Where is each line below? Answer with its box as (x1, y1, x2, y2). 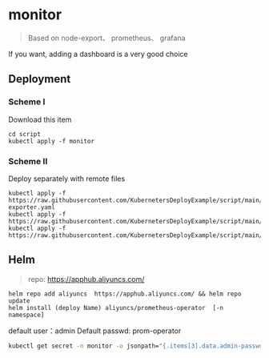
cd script (8, 130, 42, 138)
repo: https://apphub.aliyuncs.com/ (27, 274, 145, 284)
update (8, 296, 30, 305)
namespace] (8, 311, 45, 319)
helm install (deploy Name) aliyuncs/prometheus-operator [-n (8, 304, 224, 312)
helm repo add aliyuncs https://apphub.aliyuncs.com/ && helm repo (8, 290, 242, 298)
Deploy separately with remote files (8, 174, 126, 183)
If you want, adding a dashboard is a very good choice (8, 49, 188, 58)
